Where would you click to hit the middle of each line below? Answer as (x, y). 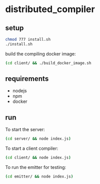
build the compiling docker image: (41, 53)
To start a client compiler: (32, 148)
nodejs (19, 91)
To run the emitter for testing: (36, 167)
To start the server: (25, 130)
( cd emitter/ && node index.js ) (39, 176)
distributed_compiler (50, 9)
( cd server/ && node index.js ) (38, 139)
